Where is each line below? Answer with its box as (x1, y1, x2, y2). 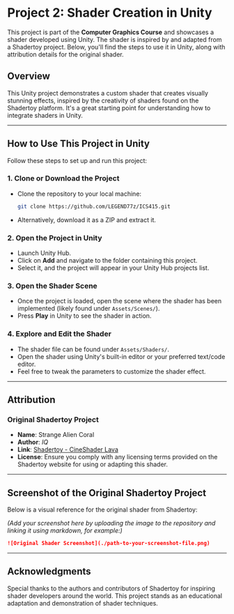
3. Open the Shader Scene (7, 281, 97, 291)
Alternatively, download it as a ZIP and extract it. (17, 215, 157, 224)
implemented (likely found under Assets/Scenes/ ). (17, 305, 160, 313)
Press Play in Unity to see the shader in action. (17, 312, 152, 320)
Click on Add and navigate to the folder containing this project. (17, 256, 198, 265)
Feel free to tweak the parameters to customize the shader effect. (17, 367, 206, 376)
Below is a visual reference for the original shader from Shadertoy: (7, 505, 198, 514)
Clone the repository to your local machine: (17, 190, 141, 198)
